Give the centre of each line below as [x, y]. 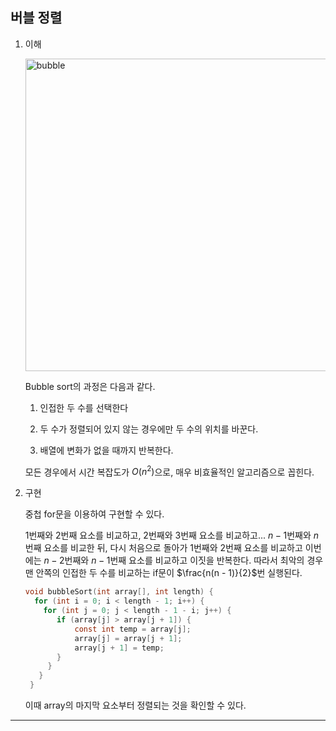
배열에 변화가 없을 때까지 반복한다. [106, 450]
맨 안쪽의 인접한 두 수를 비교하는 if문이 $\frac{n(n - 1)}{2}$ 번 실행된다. [163, 573]
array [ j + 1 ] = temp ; [119, 648]
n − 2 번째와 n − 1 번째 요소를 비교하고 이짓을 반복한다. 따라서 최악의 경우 [183, 560]
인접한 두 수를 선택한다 [84, 407]
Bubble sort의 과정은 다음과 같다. [90, 386]
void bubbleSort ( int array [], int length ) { [119, 592]
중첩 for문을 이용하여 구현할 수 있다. [94, 514]
